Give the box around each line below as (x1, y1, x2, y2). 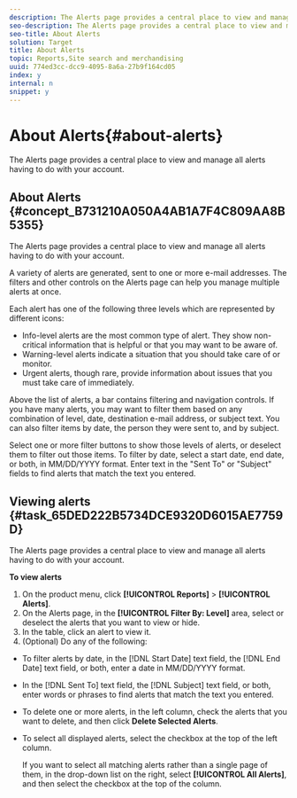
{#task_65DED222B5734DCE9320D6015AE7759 (9, 507, 284, 523)
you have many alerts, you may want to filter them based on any (9, 404, 243, 415)
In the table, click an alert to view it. (21, 627, 152, 638)
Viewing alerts (9, 494, 91, 509)
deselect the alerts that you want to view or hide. (21, 617, 201, 628)
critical (21, 340, 47, 350)
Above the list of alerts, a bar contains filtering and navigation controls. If (9, 395, 275, 405)
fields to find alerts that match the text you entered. (9, 468, 196, 479)
